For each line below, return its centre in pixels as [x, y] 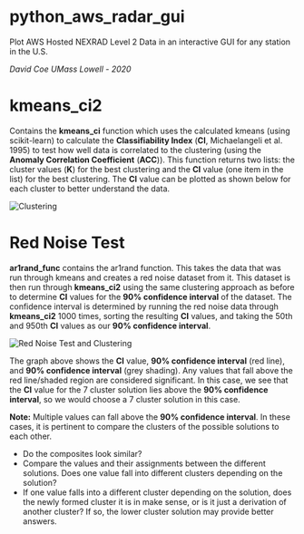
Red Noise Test [67, 243]
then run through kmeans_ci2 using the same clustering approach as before [152, 286]
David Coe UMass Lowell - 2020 [70, 69]
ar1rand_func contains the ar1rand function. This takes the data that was [145, 267]
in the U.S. [29, 51]
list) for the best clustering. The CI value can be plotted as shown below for [150, 179]
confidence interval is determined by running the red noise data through [144, 306]
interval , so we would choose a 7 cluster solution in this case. [125, 399]
